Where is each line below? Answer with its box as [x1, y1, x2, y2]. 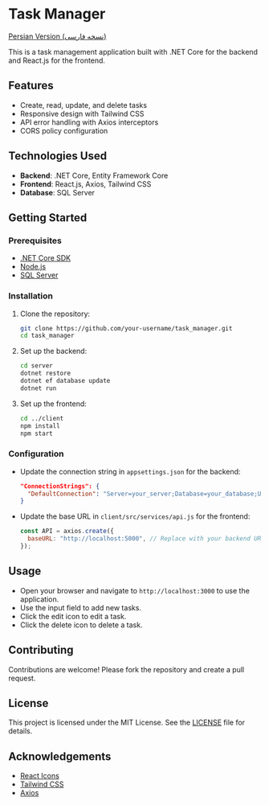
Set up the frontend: [19, 399, 87, 409]
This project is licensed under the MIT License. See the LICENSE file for [8, 717, 246, 728]
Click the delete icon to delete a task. [19, 620, 143, 630]
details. [8, 726, 33, 736]
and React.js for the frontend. [8, 55, 106, 65]
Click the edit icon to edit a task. [19, 611, 127, 621]
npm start [19, 429, 54, 437]
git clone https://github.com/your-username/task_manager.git [19, 324, 233, 332]
